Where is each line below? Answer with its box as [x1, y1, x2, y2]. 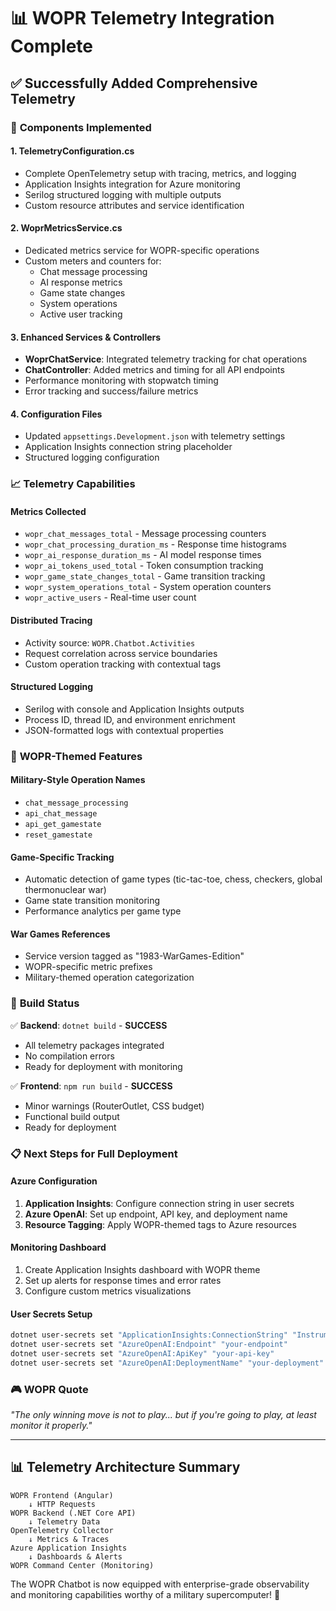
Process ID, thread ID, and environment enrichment [24, 713, 236, 725]
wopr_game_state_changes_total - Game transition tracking [24, 570, 266, 582]
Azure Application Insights [10, 1543, 128, 1553]
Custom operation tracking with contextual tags [24, 658, 222, 670]
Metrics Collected [10, 505, 87, 517]
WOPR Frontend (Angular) [10, 1490, 114, 1500]
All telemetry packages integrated [24, 1039, 165, 1051]
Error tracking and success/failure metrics [24, 385, 199, 397]
